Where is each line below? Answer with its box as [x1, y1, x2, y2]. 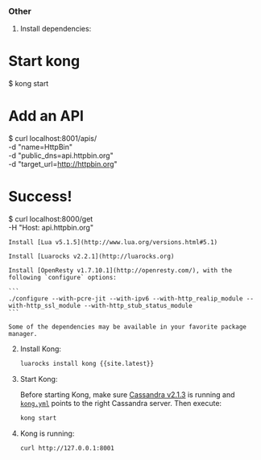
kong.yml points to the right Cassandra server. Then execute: [19, 398, 222, 408]
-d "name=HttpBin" [8, 143, 72, 152]
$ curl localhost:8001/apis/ [8, 134, 97, 143]
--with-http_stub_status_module [84, 302, 193, 310]
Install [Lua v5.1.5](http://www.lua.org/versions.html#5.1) [8, 238, 218, 247]
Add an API [8, 107, 85, 126]
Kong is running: [19, 429, 75, 438]
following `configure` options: [8, 274, 117, 282]
